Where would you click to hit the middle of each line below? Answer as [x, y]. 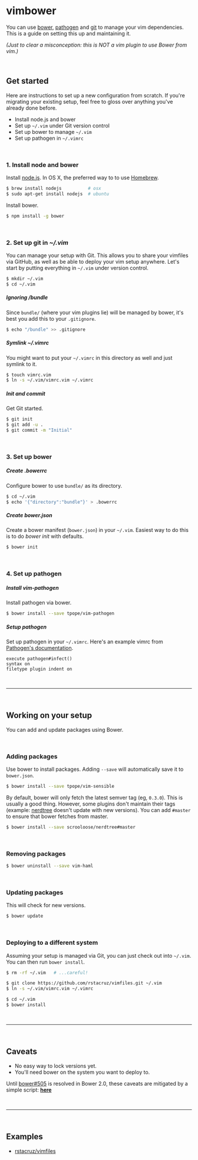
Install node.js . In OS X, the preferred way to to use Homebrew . [82, 178]
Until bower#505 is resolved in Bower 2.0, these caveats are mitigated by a [97, 1083]
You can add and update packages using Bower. [65, 729]
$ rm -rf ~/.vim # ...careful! [47, 972]
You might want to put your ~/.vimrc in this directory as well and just [89, 357]
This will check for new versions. [46, 905]
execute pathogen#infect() [39, 659]
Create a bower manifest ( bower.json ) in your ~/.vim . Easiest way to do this [97, 530]
